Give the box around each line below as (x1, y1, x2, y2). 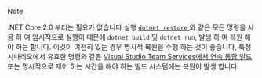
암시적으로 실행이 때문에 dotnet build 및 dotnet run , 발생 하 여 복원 (31, 33, 243, 41)
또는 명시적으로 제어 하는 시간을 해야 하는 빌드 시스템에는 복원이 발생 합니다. (7, 62, 240, 71)
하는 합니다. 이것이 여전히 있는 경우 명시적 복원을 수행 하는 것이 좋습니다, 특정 (15, 42, 252, 51)
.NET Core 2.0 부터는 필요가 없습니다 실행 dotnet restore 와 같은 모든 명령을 (7, 23, 246, 32)
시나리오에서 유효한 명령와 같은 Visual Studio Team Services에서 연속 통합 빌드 (7, 52, 253, 61)
